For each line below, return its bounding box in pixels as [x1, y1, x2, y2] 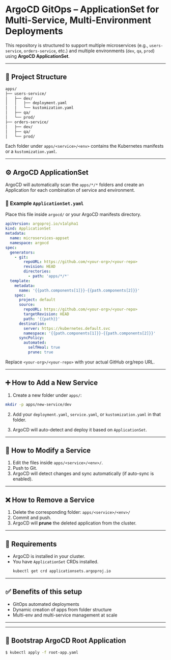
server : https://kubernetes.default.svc [23, 326, 110, 331]
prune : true [27, 350, 53, 355]
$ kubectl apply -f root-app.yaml [5, 650, 79, 655]
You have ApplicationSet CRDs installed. [12, 559, 99, 565]
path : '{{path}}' [23, 316, 60, 322]
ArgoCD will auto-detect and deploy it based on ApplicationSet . [12, 426, 148, 433]
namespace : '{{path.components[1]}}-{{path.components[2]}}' [23, 331, 156, 336]
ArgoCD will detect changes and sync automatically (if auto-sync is [12, 470, 154, 476]
